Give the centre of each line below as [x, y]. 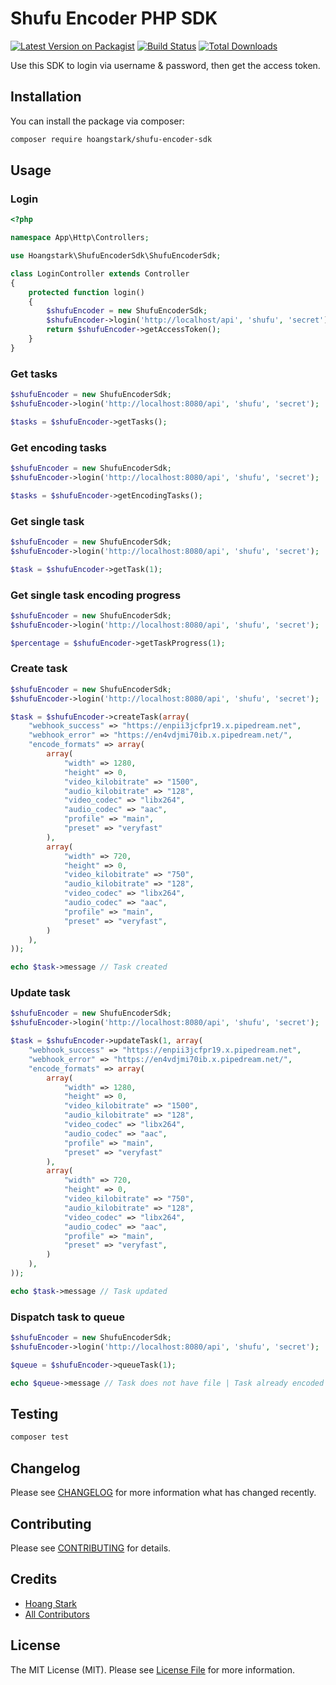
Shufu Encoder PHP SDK [114, 18]
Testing [34, 1414]
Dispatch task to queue [67, 1317]
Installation [46, 97]
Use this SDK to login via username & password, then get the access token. [165, 65]
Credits [34, 1579]
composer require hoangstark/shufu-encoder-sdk [111, 139]
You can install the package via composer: [97, 121]
